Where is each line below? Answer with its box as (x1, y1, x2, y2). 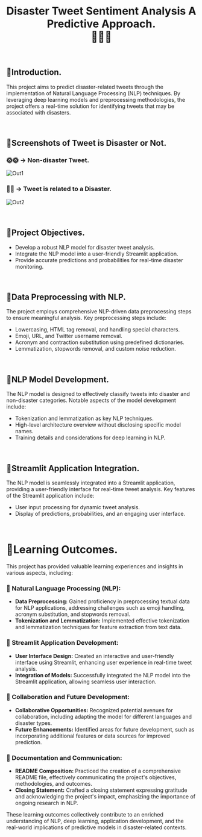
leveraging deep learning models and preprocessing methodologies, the (6, 96, 186, 103)
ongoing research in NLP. (14, 800, 78, 807)
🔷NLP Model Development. (6, 374, 110, 384)
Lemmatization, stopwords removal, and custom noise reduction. (14, 345, 176, 353)
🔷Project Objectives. (6, 228, 86, 238)
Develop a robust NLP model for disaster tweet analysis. (14, 243, 155, 251)
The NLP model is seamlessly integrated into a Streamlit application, (6, 479, 175, 486)
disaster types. (14, 719, 52, 727)
